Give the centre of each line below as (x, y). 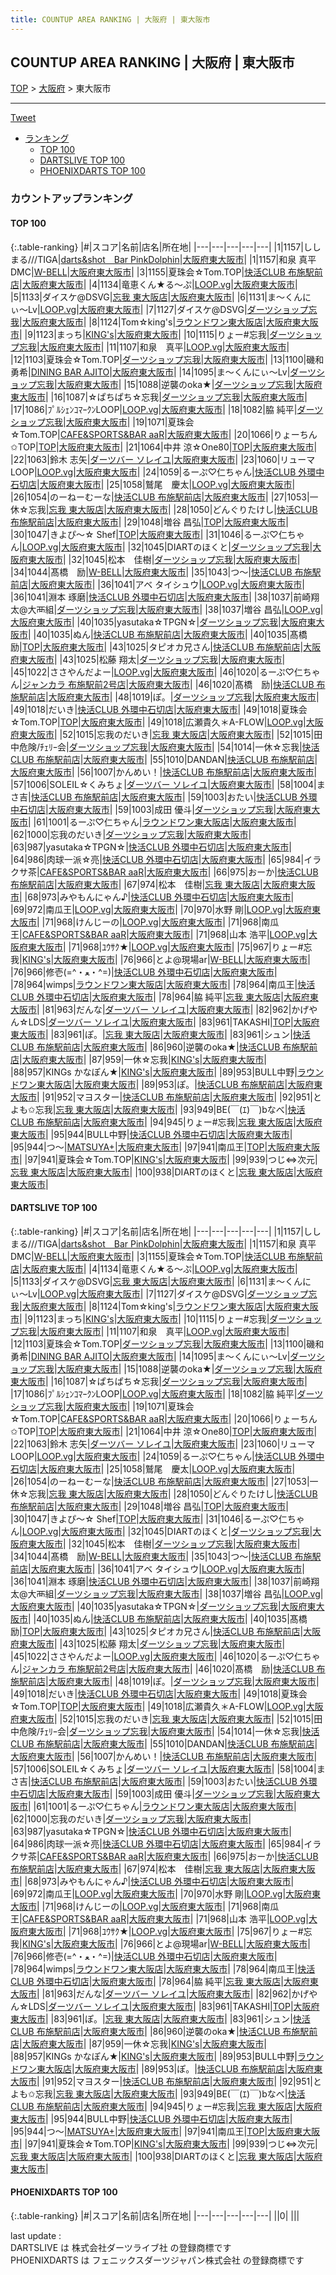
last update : (36, 2235)
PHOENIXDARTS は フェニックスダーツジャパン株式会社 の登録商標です (157, 2260)
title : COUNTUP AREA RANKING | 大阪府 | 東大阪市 (110, 19)
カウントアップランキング (71, 199)
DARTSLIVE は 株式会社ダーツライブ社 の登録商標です (121, 2247)
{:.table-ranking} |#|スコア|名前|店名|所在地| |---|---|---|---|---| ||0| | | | (155, 2215)
